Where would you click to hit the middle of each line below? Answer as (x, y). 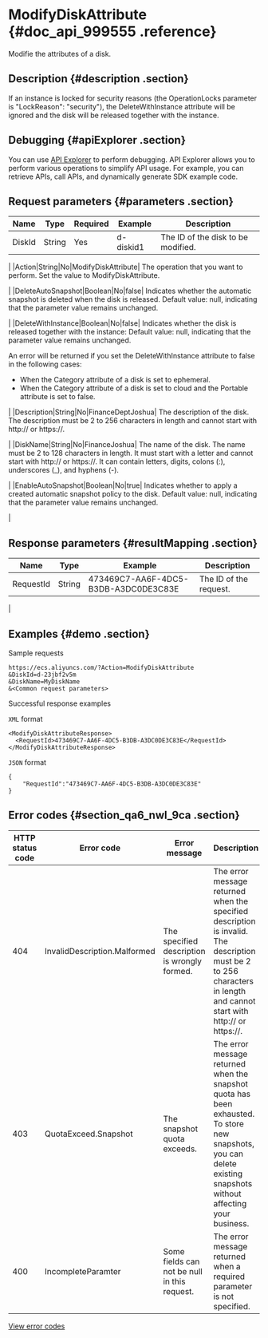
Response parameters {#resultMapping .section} (133, 543)
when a (227, 1266)
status (25, 848)
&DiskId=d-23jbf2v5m (43, 675)
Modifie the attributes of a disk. (60, 53)
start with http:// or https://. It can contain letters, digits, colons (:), (117, 461)
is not (224, 1296)
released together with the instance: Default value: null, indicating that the (130, 332)
